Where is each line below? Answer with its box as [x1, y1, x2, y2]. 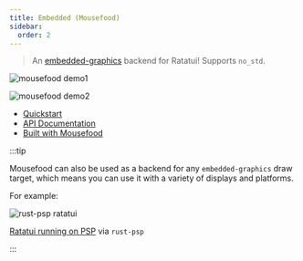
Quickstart [22, 109, 62, 120]
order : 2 [17, 30, 51, 39]
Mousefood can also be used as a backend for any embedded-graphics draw [9, 163, 293, 174]
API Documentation [22, 118, 96, 129]
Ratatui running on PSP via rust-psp [9, 225, 144, 237]
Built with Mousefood [22, 128, 103, 139]
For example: [9, 191, 59, 202]
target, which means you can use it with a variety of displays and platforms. [9, 172, 294, 183]
